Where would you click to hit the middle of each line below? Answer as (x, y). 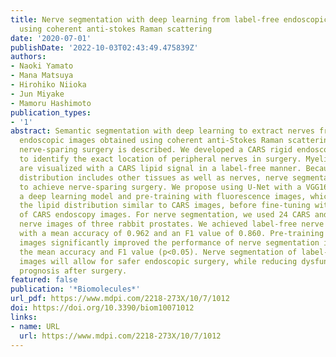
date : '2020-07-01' (51, 38)
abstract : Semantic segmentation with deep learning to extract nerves (162, 131)
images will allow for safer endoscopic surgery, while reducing (158, 261)
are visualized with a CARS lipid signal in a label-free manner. (160, 168)
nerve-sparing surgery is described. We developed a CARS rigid (156, 150)
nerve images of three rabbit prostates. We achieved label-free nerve (172, 224)
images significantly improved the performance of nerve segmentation (169, 242)
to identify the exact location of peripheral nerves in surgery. (160, 159)
